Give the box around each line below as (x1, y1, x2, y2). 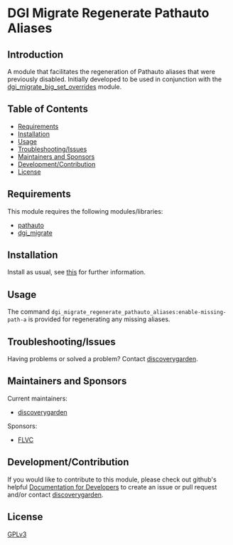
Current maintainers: (7, 394, 67, 403)
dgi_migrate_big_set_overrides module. (7, 83, 122, 90)
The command (7, 308, 50, 316)
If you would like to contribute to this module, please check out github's (7, 475, 217, 484)
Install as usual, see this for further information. (7, 268, 146, 276)
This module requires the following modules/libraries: (7, 207, 163, 215)
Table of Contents (7, 103, 89, 115)
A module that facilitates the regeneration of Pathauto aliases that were (7, 68, 215, 76)
